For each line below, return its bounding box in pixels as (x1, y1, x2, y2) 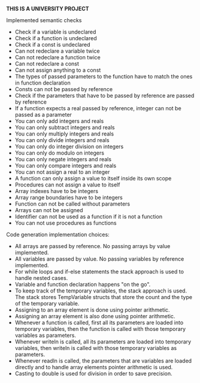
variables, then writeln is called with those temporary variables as (14, 345, 177, 351)
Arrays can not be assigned (14, 207, 83, 213)
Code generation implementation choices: (6, 231, 110, 238)
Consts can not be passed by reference (14, 86, 113, 92)
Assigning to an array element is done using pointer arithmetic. (14, 306, 170, 313)
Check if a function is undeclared (14, 35, 97, 41)
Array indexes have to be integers (14, 188, 99, 194)
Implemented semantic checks (6, 17, 82, 23)
